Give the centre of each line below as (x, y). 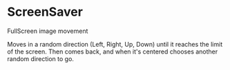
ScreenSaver (45, 12)
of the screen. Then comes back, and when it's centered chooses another (113, 51)
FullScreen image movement (48, 31)
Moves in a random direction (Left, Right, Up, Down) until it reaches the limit (115, 44)
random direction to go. (41, 58)
